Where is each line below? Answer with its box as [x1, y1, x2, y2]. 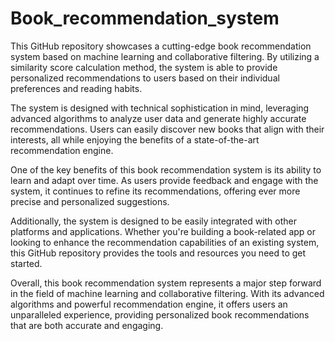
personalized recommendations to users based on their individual [10, 72, 280, 84]
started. [10, 257, 43, 269]
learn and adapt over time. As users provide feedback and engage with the [10, 174, 319, 186]
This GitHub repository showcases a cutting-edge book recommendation [10, 40, 312, 52]
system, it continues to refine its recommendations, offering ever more [10, 185, 301, 197]
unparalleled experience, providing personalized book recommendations [10, 308, 310, 321]
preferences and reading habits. [10, 82, 143, 94]
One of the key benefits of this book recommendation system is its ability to [10, 163, 322, 176]
